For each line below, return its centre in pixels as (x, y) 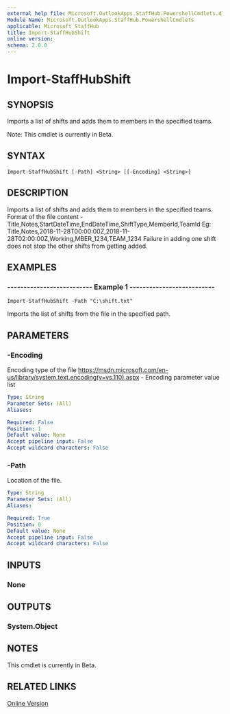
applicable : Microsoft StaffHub (53, 26)
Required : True (29, 518)
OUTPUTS (29, 607)
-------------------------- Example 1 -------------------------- (111, 287)
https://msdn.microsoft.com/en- (123, 370)
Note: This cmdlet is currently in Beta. (60, 134)
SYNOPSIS (30, 105)
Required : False (30, 422)
